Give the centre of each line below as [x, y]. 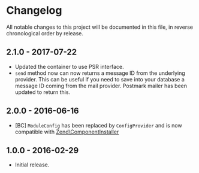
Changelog [34, 10]
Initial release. [32, 165]
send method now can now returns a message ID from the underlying [100, 73]
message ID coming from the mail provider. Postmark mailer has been [101, 86]
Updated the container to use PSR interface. [69, 66]
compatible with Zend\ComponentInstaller [67, 132]
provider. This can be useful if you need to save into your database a [99, 79]
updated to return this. [43, 92]
